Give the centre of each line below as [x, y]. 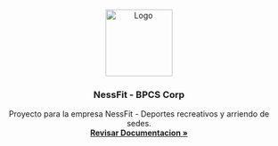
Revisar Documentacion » [139, 133]
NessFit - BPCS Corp [139, 94]
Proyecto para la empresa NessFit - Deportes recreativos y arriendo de [139, 114]
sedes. [139, 124]
